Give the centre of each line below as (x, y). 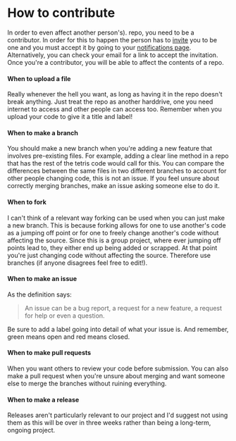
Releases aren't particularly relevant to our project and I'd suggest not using (118, 415)
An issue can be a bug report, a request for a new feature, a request (123, 308)
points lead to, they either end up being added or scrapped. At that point (112, 247)
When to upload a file (39, 78)
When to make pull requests (49, 353)
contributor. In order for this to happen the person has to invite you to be (112, 39)
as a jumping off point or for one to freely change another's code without (113, 232)
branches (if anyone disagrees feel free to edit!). (77, 263)
